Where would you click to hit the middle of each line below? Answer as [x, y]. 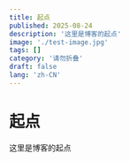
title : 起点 [30, 17]
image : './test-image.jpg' [59, 42]
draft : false [33, 67]
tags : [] [25, 50]
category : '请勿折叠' [46, 58]
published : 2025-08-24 [51, 26]
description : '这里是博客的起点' [65, 34]
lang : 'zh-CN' [35, 75]
